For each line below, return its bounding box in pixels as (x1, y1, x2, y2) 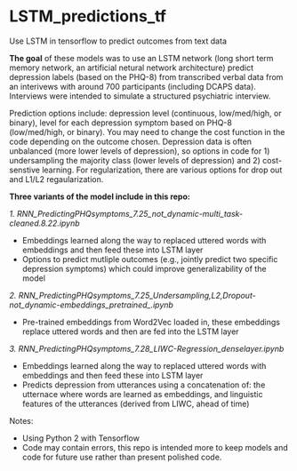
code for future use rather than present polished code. (21, 451, 222, 462)
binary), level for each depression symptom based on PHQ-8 (9, 117, 233, 128)
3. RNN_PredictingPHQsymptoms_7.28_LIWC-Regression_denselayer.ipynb (9, 343, 285, 354)
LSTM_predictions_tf (9, 6, 167, 27)
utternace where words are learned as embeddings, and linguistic (21, 388, 263, 399)
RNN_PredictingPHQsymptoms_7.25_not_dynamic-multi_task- (16, 208, 244, 219)
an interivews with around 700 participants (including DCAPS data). (9, 81, 256, 92)
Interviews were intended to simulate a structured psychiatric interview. (9, 91, 271, 101)
